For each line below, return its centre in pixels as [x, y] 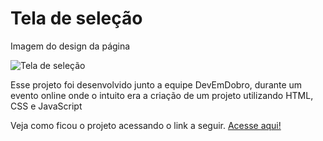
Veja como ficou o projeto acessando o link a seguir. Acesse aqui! [146, 125]
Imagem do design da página [70, 46]
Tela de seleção [76, 18]
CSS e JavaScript [46, 106]
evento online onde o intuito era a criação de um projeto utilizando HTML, [162, 95]
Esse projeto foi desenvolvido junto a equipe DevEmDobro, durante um [156, 84]
